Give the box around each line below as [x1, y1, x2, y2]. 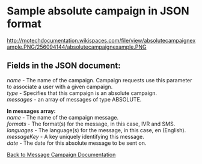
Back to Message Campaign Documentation [7, 151, 116, 158]
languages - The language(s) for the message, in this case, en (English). [7, 126, 186, 133]
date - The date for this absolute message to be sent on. [7, 139, 147, 147]
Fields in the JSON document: [7, 61, 121, 71]
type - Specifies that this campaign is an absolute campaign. [7, 89, 158, 97]
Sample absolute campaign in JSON [7, 4, 190, 18]
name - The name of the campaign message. [7, 114, 119, 121]
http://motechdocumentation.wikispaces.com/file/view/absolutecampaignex [7, 37, 196, 44]
